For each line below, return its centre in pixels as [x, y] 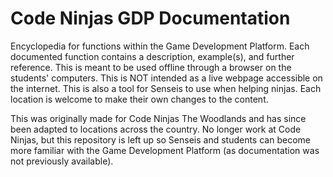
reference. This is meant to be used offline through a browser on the [151, 67]
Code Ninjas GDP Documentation [150, 18]
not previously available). [62, 161]
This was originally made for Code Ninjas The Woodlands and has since [158, 118]
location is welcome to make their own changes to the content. [139, 99]
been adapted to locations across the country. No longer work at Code [156, 129]
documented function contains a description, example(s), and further [152, 56]
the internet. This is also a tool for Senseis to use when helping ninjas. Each [166, 88]
